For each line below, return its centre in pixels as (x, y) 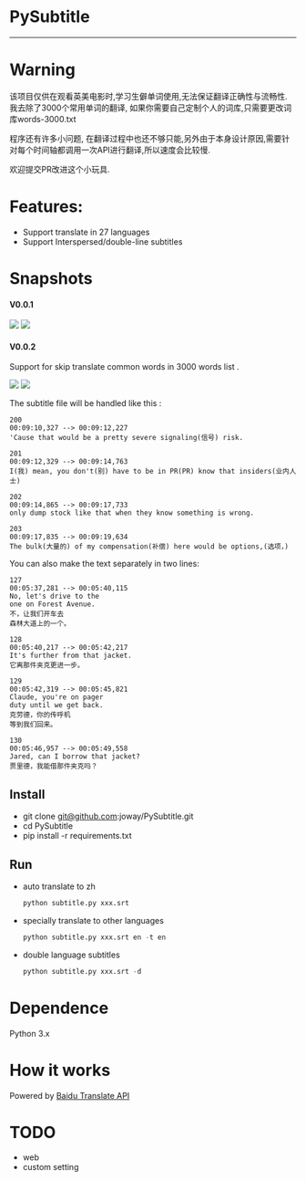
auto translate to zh (59, 886)
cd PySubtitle (48, 826)
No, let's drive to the (55, 596)
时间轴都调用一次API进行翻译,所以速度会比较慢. (122, 150)
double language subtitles (71, 955)
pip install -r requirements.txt (77, 836)
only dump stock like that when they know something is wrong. (132, 513)
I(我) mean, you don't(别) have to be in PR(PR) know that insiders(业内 (149, 472)
